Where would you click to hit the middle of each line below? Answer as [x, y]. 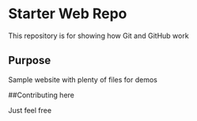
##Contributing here [42, 95]
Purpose [30, 60]
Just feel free [30, 110]
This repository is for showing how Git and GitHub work [98, 36]
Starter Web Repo [68, 14]
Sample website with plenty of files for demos [83, 79]
